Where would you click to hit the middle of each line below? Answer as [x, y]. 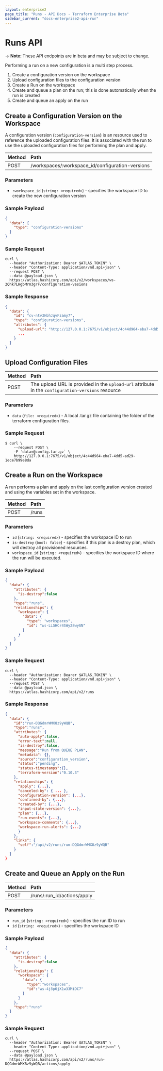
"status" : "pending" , [39, 764]
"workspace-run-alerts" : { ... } [49, 827]
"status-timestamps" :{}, [43, 768]
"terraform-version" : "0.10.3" [48, 773]
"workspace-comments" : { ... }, [48, 822]
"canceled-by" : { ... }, [43, 791]
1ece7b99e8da [18, 460]
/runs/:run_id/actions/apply [62, 895]
